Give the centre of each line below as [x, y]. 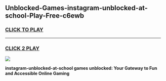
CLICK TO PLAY [24, 30]
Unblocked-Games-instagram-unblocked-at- [77, 8]
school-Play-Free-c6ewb [45, 16]
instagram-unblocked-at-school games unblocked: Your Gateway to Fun [81, 68]
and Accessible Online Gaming [37, 73]
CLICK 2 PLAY [22, 48]
